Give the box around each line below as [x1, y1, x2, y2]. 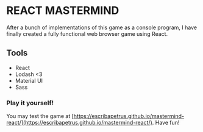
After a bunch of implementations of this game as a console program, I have [6, 24, 197, 31]
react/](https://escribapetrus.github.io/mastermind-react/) [6, 119, 152, 127]
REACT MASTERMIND [6, 4, 119, 18]
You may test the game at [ [6, 113, 74, 120]
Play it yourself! [6, 99, 54, 107]
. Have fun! [152, 119, 180, 127]
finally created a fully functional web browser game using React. [6, 30, 168, 37]
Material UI [15, 77, 43, 84]
